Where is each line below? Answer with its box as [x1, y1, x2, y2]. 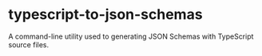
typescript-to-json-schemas [8, 6, 203, 24]
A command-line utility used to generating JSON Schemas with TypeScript [8, 32, 254, 41]
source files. [8, 39, 50, 49]
